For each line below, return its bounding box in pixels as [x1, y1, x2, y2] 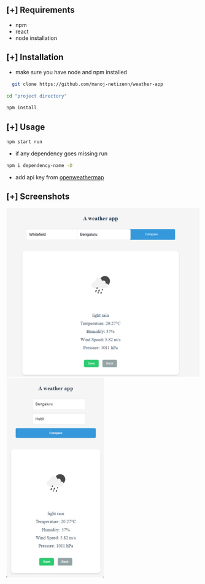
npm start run [6, 139, 43, 145]
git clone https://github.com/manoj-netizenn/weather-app [12, 81, 164, 87]
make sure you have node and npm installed [15, 68, 128, 76]
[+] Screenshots [6, 192, 70, 202]
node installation [15, 34, 57, 42]
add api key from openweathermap [15, 173, 104, 181]
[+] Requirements [6, 5, 75, 15]
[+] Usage [6, 122, 45, 132]
